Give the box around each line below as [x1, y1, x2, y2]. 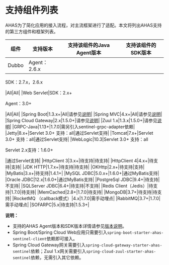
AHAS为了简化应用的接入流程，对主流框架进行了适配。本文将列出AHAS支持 [5, 22, 162, 28]
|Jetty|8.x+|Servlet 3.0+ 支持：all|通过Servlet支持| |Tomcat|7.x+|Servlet [5, 130, 153, 136]
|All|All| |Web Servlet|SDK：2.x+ [5, 90, 72, 96]
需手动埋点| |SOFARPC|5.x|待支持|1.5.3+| [5, 202, 90, 208]
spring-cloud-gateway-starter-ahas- [85, 242, 162, 248]
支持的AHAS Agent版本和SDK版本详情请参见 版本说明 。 [12, 223, 127, 229]
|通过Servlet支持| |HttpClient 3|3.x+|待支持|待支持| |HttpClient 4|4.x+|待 [5, 157, 154, 163]
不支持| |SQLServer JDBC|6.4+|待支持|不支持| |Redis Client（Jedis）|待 [5, 183, 153, 189]
